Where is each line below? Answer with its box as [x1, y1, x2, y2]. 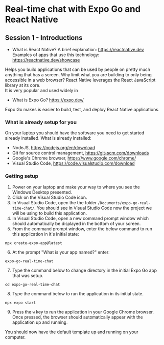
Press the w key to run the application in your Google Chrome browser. [12, 309, 154, 314]
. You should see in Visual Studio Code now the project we [34, 205, 152, 211]
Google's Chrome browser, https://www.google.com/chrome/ [12, 155, 136, 161]
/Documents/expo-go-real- [97, 200, 151, 205]
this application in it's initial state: [12, 231, 79, 237]
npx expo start [5, 300, 36, 305]
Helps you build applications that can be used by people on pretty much [5, 66, 151, 72]
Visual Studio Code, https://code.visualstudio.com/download [12, 160, 135, 166]
